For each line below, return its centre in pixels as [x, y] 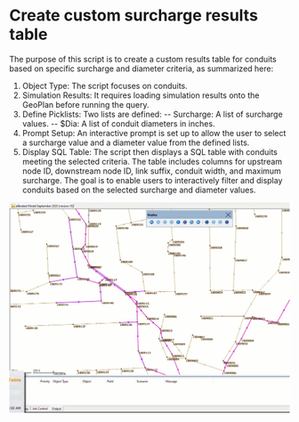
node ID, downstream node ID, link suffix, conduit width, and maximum [152, 171]
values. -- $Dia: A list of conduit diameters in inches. [118, 123]
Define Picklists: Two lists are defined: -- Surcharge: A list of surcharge [152, 114]
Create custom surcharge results [133, 16]
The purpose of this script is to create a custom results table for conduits [143, 59]
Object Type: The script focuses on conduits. [105, 85]
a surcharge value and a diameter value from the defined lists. [136, 142]
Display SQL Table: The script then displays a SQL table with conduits [149, 151]
